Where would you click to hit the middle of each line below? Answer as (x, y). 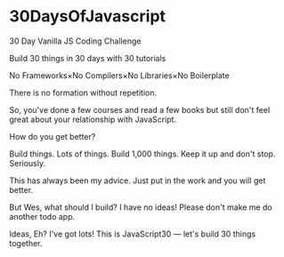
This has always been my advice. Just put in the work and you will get (138, 181)
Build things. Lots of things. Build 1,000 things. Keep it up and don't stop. (142, 154)
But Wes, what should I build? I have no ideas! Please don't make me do (141, 207)
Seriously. (28, 163)
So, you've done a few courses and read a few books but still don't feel (140, 109)
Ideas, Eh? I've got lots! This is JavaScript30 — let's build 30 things (133, 234)
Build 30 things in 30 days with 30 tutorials (88, 58)
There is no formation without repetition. (83, 92)
